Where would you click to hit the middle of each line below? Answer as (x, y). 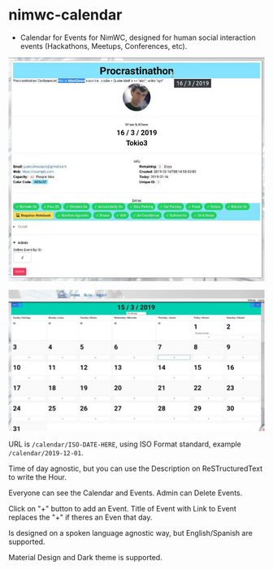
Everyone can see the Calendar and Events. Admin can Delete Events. (126, 493)
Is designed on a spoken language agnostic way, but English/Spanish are (131, 533)
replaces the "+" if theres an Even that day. (80, 517)
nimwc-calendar (65, 15)
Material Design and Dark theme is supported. (85, 557)
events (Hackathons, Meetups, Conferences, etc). (104, 46)
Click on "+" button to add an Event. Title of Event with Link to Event (123, 508)
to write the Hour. (38, 476)
